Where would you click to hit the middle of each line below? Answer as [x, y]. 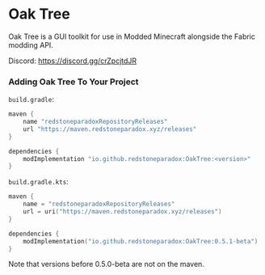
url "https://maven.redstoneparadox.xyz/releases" [110, 129]
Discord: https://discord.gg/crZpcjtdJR [73, 61]
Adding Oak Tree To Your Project [74, 82]
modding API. [31, 44]
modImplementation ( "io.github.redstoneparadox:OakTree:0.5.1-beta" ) [141, 241]
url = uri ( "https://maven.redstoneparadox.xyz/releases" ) [122, 212]
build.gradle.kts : [38, 182]
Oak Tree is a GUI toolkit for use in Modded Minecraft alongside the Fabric [132, 36]
